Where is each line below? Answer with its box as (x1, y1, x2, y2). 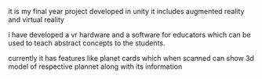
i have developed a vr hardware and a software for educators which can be (8, 31, 251, 39)
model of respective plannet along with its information (8, 62, 183, 71)
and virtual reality (8, 15, 65, 24)
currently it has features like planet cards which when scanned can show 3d (8, 54, 255, 63)
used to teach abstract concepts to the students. (8, 38, 166, 48)
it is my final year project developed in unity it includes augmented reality (8, 7, 245, 16)
